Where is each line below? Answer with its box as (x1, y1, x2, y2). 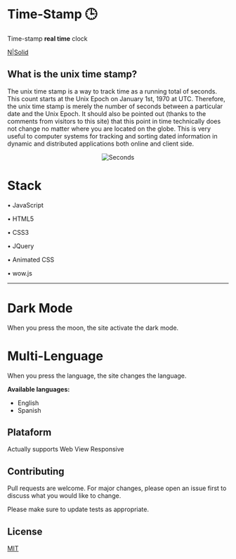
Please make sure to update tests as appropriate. (7, 505, 150, 514)
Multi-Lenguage (7, 348, 104, 364)
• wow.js (7, 269, 33, 277)
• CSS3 (7, 228, 29, 236)
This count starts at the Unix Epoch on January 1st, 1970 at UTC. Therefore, (7, 94, 226, 103)
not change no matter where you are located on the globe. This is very (7, 124, 211, 133)
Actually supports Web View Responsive (7, 445, 124, 454)
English (17, 399, 39, 407)
